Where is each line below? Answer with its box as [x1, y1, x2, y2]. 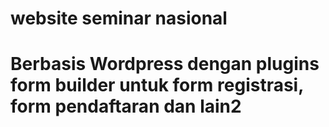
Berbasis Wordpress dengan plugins [10, 53, 320, 76]
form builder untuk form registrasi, [10, 74, 304, 97]
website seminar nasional [10, 7, 228, 30]
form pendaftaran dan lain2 [10, 95, 242, 118]
